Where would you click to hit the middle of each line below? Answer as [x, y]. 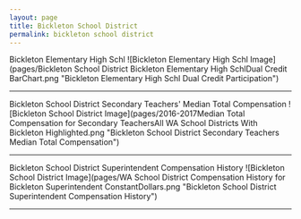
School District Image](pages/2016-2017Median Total [146, 114]
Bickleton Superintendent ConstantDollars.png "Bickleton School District [143, 187]
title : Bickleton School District [74, 26]
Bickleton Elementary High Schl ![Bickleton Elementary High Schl [129, 60]
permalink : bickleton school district [82, 34]
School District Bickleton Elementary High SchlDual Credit [181, 69]
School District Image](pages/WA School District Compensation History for [147, 177]
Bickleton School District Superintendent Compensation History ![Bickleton [147, 168]
